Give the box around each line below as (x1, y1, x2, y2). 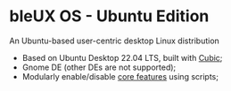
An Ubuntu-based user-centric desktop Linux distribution (9, 35, 220, 46)
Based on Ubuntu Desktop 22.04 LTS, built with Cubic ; (21, 52, 223, 63)
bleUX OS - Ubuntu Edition (9, 6, 210, 27)
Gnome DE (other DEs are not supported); (21, 62, 177, 72)
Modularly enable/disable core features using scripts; (21, 71, 219, 81)
